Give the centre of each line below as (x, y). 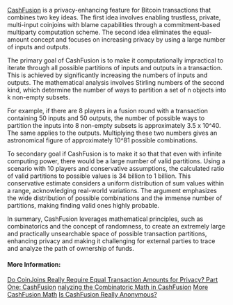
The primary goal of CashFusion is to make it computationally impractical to (115, 60)
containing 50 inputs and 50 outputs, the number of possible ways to (106, 118)
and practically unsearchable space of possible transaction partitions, (107, 233)
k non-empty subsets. (39, 97)
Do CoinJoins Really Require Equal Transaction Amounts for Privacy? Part (112, 280)
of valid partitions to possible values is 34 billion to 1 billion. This (99, 176)
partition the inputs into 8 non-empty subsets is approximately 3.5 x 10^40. (114, 125)
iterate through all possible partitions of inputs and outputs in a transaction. (115, 68)
